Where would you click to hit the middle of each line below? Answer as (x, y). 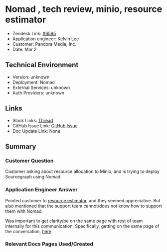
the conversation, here (28, 231)
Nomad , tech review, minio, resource (84, 9)
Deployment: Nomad (33, 82)
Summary (21, 146)
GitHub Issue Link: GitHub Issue (45, 126)
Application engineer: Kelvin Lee (46, 39)
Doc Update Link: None (36, 131)
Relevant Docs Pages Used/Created (49, 244)
